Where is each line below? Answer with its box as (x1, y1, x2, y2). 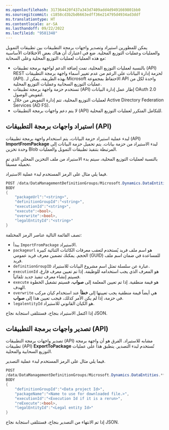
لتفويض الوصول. (13, 91, 44, 97)
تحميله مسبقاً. (6, 161, 32, 167)
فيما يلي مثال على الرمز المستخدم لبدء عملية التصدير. (6, 358, 106, 364)
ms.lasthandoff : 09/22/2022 (6, 26, 65, 31)
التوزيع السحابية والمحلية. (6, 349, 52, 355)
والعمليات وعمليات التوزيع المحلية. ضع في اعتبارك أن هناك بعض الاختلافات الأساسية (6, 50, 160, 56)
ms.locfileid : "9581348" (6, 31, 58, 36)
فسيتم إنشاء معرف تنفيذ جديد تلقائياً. (13, 273, 81, 279)
